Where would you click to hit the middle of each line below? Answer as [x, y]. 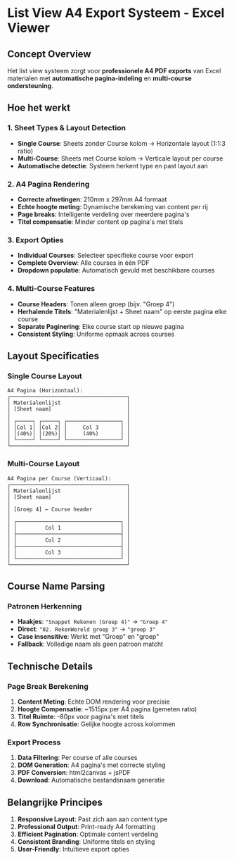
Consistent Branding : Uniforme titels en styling [86, 842]
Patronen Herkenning [45, 606]
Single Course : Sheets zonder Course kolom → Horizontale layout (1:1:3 [122, 143]
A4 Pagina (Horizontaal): [45, 391]
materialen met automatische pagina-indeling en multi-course [99, 78]
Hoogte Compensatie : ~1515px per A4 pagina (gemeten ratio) [107, 709]
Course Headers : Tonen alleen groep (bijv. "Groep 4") [96, 304]
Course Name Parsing [56, 586]
